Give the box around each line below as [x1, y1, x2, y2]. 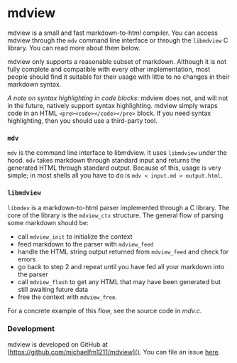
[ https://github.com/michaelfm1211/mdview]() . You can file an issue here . [7, 347, 221, 356]
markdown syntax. [7, 80, 62, 88]
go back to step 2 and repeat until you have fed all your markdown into [17, 262, 225, 271]
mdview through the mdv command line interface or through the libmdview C [7, 36, 228, 44]
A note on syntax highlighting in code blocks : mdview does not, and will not [7, 94, 228, 102]
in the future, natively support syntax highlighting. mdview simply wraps [7, 101, 218, 109]
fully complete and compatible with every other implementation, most [7, 65, 211, 73]
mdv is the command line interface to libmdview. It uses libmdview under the [7, 148, 227, 157]
